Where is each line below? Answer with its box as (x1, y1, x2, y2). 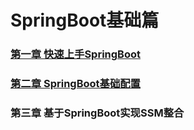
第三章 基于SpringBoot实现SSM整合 (10, 106, 185, 120)
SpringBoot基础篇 (10, 9, 160, 32)
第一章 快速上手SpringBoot (10, 47, 141, 61)
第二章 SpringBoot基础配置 (10, 77, 141, 91)
